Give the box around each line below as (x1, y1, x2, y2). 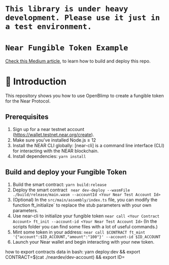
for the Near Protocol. (5, 98, 51, 104)
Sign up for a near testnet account (12, 126, 85, 132)
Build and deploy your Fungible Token (5, 168, 127, 177)
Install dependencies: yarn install (12, 153, 86, 159)
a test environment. (5, 22, 92, 31)
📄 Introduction (5, 76, 67, 87)
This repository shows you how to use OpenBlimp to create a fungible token (5, 93, 164, 99)
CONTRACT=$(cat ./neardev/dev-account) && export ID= (5, 254, 125, 260)
